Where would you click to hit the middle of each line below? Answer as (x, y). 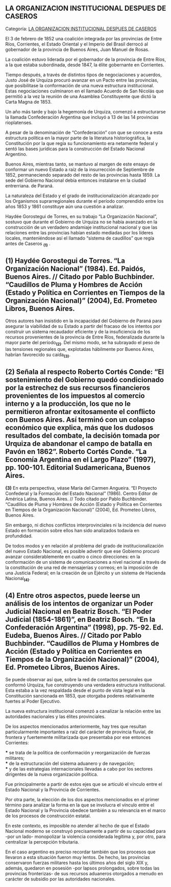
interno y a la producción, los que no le (68, 404)
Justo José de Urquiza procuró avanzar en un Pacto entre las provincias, (82, 80)
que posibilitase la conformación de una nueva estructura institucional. (80, 85)
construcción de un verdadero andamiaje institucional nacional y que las (81, 227)
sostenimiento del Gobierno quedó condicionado (85, 380)
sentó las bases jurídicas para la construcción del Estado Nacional (75, 149)
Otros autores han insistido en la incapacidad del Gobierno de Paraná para (84, 321)
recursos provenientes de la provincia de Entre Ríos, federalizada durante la (85, 337)
